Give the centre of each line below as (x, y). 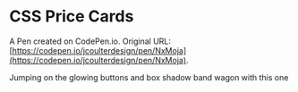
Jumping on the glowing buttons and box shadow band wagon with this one (149, 77)
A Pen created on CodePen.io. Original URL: (90, 41)
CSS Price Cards (72, 17)
